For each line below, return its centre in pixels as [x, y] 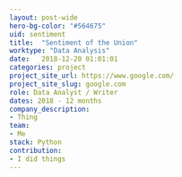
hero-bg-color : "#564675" [57, 26]
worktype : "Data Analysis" [60, 51]
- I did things [38, 159]
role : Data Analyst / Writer [64, 92]
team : [19, 126]
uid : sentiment [38, 34]
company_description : [50, 109]
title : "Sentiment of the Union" [74, 42]
